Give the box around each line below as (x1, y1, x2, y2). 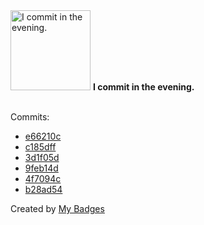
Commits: (10, 111, 50, 123)
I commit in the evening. (92, 81, 195, 93)
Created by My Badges (10, 203, 105, 214)
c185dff (24, 141, 57, 153)
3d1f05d (24, 152, 60, 163)
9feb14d (24, 162, 59, 174)
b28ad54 (24, 184, 63, 195)
